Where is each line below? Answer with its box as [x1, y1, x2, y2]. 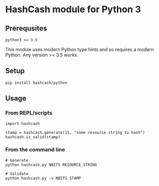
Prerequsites [5, 24, 48, 33]
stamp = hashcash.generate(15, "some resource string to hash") [5, 130, 145, 135]
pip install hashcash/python [5, 80, 67, 85]
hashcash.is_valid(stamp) [5, 134, 60, 139]
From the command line [5, 146, 65, 153]
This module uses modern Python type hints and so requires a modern [5, 46, 154, 52]
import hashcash [5, 121, 40, 126]
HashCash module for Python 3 [5, 4, 141, 15]
